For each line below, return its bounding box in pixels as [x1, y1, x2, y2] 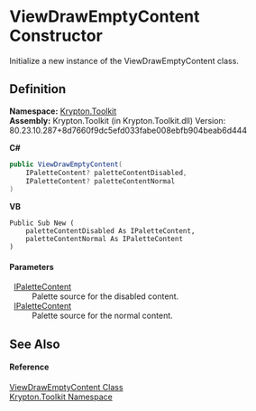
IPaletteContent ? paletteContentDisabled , [25, 168, 187, 177]
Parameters [9, 261, 54, 272]
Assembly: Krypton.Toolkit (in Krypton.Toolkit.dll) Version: [9, 115, 226, 126]
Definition [9, 81, 66, 97]
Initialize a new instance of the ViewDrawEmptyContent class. [9, 55, 239, 66]
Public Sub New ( [9, 219, 75, 228]
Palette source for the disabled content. [32, 291, 179, 302]
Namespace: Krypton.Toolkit [9, 106, 117, 117]
